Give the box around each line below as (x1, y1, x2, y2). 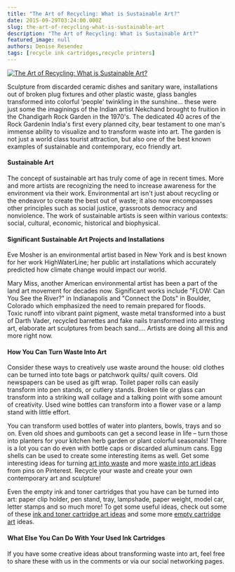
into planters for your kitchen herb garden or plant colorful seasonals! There (7, 437, 227, 445)
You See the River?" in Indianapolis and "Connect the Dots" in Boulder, (7, 294, 211, 303)
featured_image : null (7, 37, 71, 44)
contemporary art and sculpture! (7, 474, 102, 483)
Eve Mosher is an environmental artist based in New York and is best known (7, 250, 227, 259)
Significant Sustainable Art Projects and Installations (7, 235, 165, 243)
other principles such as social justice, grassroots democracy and (7, 204, 198, 212)
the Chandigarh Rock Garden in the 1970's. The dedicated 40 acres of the (7, 112, 221, 120)
